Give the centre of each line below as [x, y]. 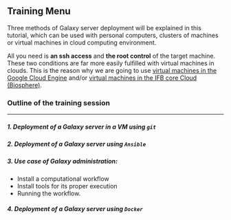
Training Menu [39, 11]
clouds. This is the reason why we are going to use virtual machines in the [112, 70]
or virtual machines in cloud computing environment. [82, 42]
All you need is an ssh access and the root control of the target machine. [111, 56]
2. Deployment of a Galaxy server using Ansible [77, 144]
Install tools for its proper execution [67, 186]
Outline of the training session [59, 102]
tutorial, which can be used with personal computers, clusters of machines [113, 35]
